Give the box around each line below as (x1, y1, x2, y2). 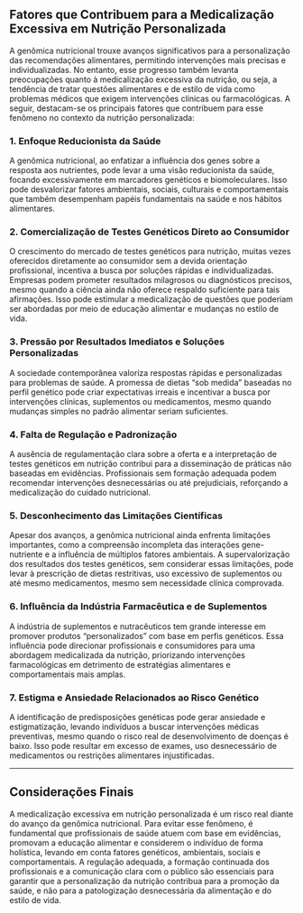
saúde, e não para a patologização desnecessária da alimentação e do (9, 885, 272, 896)
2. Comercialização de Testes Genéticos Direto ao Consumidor (9, 225, 290, 238)
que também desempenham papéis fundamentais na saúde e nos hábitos (9, 194, 282, 205)
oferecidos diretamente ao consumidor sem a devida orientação (9, 256, 248, 267)
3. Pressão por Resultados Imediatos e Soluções (9, 335, 225, 348)
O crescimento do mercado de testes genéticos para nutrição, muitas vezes (9, 246, 291, 257)
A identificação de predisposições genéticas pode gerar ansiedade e (9, 711, 266, 722)
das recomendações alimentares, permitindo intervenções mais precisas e (9, 54, 287, 66)
